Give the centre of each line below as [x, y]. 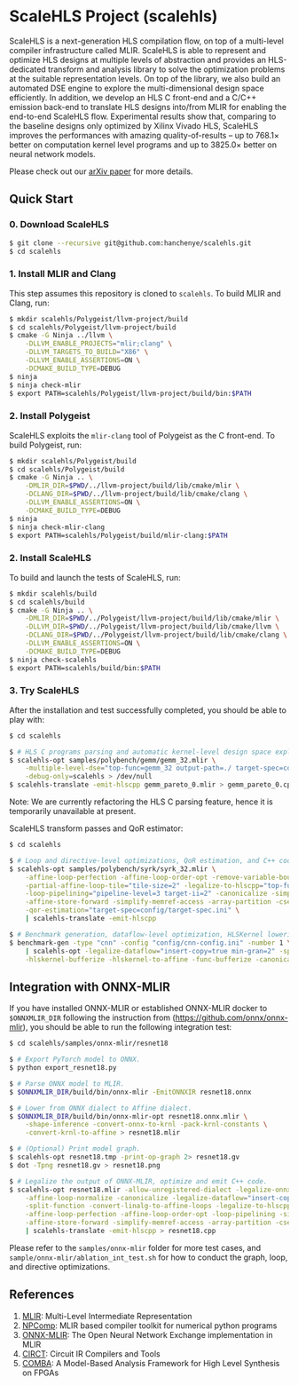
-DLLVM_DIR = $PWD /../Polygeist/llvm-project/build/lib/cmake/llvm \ [152, 627]
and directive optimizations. [60, 1266]
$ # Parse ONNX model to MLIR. [67, 1084]
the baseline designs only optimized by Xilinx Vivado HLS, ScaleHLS [134, 125]
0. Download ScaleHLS [59, 225]
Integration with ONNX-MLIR [90, 987]
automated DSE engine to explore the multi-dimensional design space [137, 88]
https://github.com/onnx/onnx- [231, 1017]
